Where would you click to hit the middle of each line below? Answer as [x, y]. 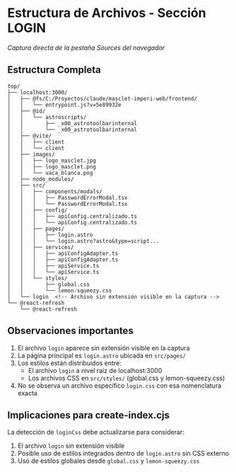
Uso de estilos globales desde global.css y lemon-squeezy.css [108, 461]
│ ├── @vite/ [30, 136]
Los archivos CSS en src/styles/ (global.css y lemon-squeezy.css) [126, 378]
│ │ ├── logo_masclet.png [52, 167]
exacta [27, 393]
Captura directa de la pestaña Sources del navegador [86, 47]
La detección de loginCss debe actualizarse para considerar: [96, 432]
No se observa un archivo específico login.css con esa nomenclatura [119, 385]
